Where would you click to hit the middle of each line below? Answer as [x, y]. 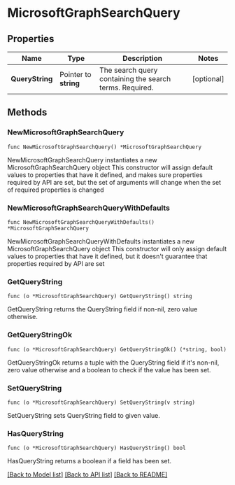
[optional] [208, 79]
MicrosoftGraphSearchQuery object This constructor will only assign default [117, 248]
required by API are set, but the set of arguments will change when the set [114, 182]
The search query [128, 70]
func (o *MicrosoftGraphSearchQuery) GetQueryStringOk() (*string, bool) [117, 349]
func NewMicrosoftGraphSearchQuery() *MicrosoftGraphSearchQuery [104, 147]
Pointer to [76, 75]
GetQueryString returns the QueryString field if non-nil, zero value [102, 309]
